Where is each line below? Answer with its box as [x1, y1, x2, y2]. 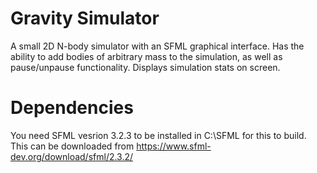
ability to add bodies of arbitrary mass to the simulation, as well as [10, 50, 283, 62]
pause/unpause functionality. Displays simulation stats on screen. [10, 61, 281, 73]
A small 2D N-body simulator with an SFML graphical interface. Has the [10, 40, 305, 52]
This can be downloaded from [10, 140, 135, 152]
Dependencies [10, 97, 134, 119]
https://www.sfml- [136, 140, 212, 152]
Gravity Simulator [10, 7, 160, 30]
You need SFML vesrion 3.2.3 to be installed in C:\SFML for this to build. [10, 129, 307, 141]
